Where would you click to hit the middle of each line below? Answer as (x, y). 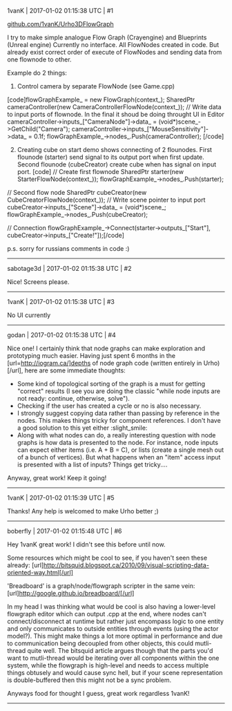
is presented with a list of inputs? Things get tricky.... (92, 464)
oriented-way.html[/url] (40, 572)
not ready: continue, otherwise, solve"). (73, 398)
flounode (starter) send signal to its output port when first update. (111, 157)
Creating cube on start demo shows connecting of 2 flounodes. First (115, 150)
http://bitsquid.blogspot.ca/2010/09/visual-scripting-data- (126, 565)
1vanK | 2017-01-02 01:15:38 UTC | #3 (61, 302)
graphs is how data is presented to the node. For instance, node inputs (118, 443)
